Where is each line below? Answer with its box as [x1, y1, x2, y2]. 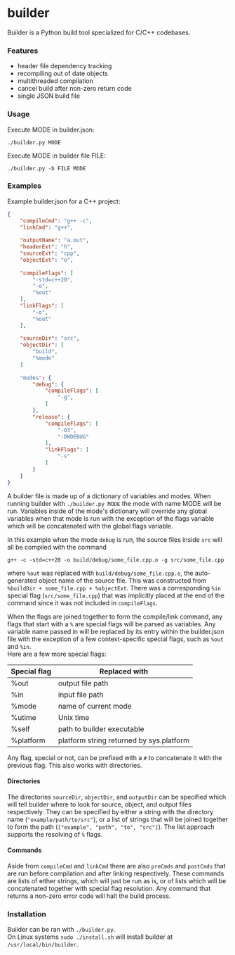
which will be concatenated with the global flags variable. [7, 521, 173, 530]
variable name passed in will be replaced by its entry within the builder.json [7, 627, 224, 635]
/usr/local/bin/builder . [7, 940, 79, 949]
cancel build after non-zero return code [17, 84, 132, 93]
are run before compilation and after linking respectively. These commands [7, 869, 224, 878]
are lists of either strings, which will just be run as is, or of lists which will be [7, 876, 227, 885]
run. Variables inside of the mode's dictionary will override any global [7, 507, 208, 515]
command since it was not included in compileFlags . [7, 598, 158, 607]
